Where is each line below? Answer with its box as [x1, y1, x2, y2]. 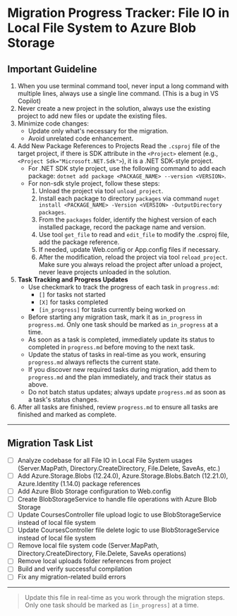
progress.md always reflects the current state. [28, 358, 161, 366]
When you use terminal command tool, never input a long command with [17, 82, 229, 90]
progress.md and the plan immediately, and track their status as [28, 373, 212, 381]
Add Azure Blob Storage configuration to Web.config [17, 487, 171, 495]
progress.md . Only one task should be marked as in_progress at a [28, 320, 219, 329]
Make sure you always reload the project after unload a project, [38, 260, 223, 269]
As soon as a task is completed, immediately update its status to [28, 335, 215, 344]
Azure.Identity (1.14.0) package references [17, 479, 141, 488]
